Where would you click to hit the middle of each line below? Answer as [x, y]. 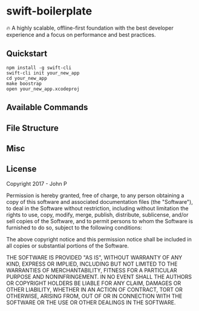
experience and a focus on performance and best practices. [81, 34]
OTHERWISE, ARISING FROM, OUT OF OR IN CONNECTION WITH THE [94, 296]
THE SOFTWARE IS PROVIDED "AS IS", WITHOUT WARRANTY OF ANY [94, 257]
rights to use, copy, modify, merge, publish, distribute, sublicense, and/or [97, 214]
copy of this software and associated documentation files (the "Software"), [100, 201]
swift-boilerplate [49, 11]
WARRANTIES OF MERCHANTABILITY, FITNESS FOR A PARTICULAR [92, 270]
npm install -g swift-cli [39, 68]
